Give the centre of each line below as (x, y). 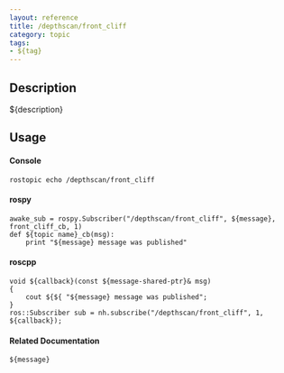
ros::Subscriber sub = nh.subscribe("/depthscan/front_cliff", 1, (137, 313)
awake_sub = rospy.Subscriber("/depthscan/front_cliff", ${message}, (143, 218)
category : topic (40, 34)
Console (26, 160)
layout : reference (44, 18)
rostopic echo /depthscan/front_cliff (82, 180)
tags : (19, 43)
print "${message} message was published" (106, 242)
